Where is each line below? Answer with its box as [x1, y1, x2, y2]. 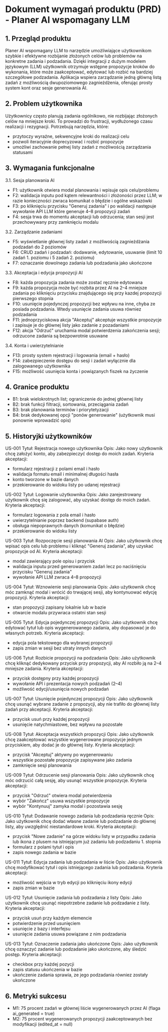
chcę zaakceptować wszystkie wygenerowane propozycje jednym [5, 736, 142, 742]
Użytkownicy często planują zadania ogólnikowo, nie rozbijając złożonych [5, 113, 158, 119]
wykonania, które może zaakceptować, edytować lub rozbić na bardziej [5, 69, 153, 75]
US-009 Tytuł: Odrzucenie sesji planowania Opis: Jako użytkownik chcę [5, 772, 154, 778]
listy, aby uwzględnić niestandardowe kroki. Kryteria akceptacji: [5, 823, 137, 830]
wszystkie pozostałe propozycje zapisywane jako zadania [12, 757, 132, 763]
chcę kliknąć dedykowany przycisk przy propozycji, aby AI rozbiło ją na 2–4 [5, 660, 162, 667]
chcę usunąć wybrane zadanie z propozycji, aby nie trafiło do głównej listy [5, 701, 159, 707]
